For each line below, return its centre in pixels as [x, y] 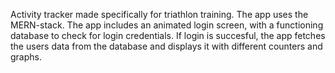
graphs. [26, 57]
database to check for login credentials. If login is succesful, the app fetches [168, 35]
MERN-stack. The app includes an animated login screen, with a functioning [167, 25]
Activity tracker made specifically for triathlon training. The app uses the [159, 14]
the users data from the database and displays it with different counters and [166, 46]
